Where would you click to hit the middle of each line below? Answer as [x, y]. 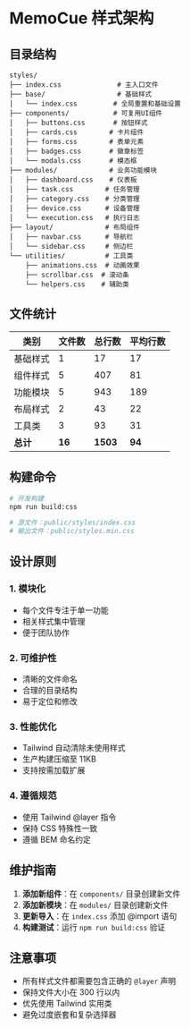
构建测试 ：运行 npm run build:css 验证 [94, 927]
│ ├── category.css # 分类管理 [74, 199]
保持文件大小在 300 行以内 [71, 992]
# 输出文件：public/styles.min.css [72, 531]
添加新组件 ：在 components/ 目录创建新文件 [101, 893]
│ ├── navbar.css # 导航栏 [71, 237]
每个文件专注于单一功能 [65, 610]
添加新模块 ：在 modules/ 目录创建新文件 [95, 905]
